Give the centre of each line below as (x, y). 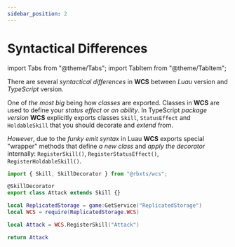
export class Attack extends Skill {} (64, 193)
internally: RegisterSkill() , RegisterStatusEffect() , (83, 153)
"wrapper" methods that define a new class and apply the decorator (106, 146)
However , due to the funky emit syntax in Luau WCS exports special (106, 138)
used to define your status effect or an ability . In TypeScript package (107, 110)
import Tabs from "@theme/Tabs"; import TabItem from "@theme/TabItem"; (117, 68)
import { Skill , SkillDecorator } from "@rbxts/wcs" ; (88, 174)
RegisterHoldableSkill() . (45, 161)
